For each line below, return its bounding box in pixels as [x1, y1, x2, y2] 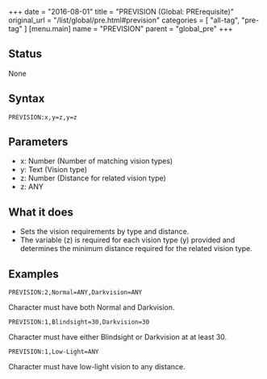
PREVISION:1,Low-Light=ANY [8, 348, 99, 356]
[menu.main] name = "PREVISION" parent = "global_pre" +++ [28, 24, 234, 33]
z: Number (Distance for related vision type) [19, 173, 167, 183]
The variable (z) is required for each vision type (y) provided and [19, 235, 236, 245]
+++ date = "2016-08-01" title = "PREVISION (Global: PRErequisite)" [8, 7, 234, 16]
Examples [8, 267, 59, 281]
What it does [8, 205, 74, 219]
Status [8, 47, 43, 61]
